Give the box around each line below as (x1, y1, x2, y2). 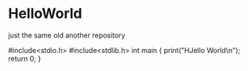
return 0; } (8, 54, 42, 63)
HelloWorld (8, 5, 82, 23)
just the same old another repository (8, 30, 126, 40)
